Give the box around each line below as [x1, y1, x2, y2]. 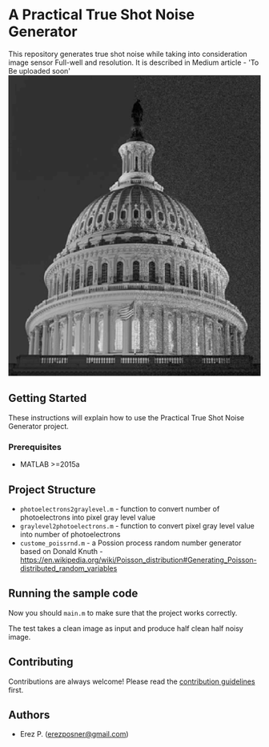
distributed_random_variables [19, 563, 118, 573]
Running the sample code [8, 587, 139, 600]
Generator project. [8, 421, 70, 431]
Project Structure [8, 483, 96, 496]
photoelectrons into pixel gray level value [19, 512, 156, 522]
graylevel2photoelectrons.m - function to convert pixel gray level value [19, 520, 255, 530]
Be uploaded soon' [8, 66, 70, 75]
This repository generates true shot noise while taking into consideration [8, 49, 248, 58]
